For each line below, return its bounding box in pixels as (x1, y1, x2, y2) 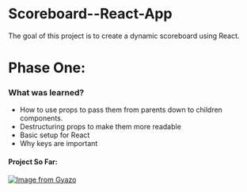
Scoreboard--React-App (8, 5, 173, 23)
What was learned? (8, 87, 85, 98)
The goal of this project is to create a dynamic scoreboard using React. (8, 31, 240, 40)
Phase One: (8, 59, 85, 77)
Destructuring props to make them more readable (19, 122, 182, 132)
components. (19, 113, 63, 123)
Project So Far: (8, 157, 58, 167)
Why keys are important (19, 139, 98, 148)
